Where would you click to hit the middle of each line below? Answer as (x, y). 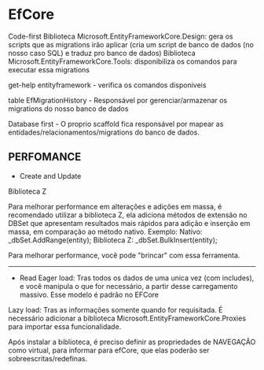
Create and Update (50, 176)
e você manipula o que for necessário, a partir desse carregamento (128, 286)
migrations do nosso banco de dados (68, 109)
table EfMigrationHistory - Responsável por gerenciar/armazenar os (118, 100)
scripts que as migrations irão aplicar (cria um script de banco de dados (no (131, 44)
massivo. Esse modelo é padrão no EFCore (89, 294)
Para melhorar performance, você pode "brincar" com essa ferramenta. (124, 255)
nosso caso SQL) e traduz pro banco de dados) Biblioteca (102, 53)
